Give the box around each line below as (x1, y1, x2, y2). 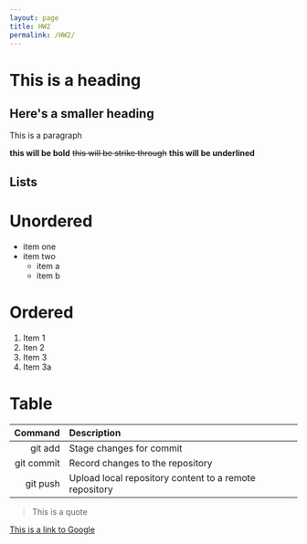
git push (25, 476, 61, 489)
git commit (15, 456, 61, 469)
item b (36, 270, 61, 281)
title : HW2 (9, 22, 51, 31)
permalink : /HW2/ (9, 30, 76, 39)
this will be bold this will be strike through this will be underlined (9, 148, 256, 159)
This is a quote (31, 506, 89, 517)
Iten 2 (22, 341, 46, 352)
